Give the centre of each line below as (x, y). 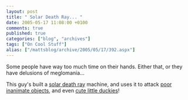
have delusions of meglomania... (45, 73)
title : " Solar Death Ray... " (44, 17)
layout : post (22, 11)
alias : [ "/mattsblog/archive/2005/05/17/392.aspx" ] (70, 50)
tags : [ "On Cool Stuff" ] (36, 45)
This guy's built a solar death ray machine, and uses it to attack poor (89, 84)
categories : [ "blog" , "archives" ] (48, 39)
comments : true (25, 28)
